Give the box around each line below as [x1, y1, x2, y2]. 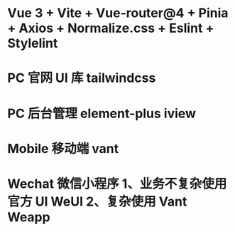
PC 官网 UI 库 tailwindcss [7, 70, 156, 86]
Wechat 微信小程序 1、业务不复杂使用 [7, 176, 227, 191]
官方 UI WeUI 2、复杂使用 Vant [7, 194, 187, 209]
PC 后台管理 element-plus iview [7, 105, 197, 122]
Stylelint [7, 36, 58, 51]
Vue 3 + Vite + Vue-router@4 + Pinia [7, 5, 229, 21]
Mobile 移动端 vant [7, 140, 119, 157]
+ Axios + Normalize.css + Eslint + [7, 20, 214, 36]
